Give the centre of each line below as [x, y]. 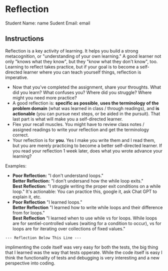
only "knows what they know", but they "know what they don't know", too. [81, 61]
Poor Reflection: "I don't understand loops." [58, 175]
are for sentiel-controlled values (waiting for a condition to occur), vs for [87, 223]
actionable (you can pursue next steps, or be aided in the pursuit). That [86, 113]
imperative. [17, 77]
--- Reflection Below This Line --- [43, 238]
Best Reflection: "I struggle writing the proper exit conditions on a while [86, 186]
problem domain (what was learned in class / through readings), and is [86, 108]
